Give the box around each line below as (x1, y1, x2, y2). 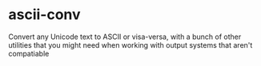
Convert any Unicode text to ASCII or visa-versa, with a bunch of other (8, 32, 242, 41)
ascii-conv (8, 6, 82, 24)
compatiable (8, 49, 50, 58)
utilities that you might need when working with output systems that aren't (8, 40, 253, 49)
